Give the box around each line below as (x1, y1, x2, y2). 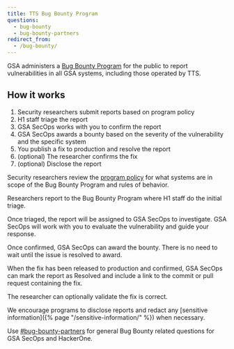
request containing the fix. (7, 279, 83, 287)
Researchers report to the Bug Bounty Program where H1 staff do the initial (7, 194, 222, 202)
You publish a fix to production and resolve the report (17, 144, 171, 153)
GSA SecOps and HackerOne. (7, 334, 93, 342)
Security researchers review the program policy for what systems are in (7, 173, 213, 181)
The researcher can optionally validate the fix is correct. (7, 292, 169, 300)
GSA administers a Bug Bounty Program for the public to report (7, 62, 188, 70)
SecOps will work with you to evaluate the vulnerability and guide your (7, 222, 209, 231)
